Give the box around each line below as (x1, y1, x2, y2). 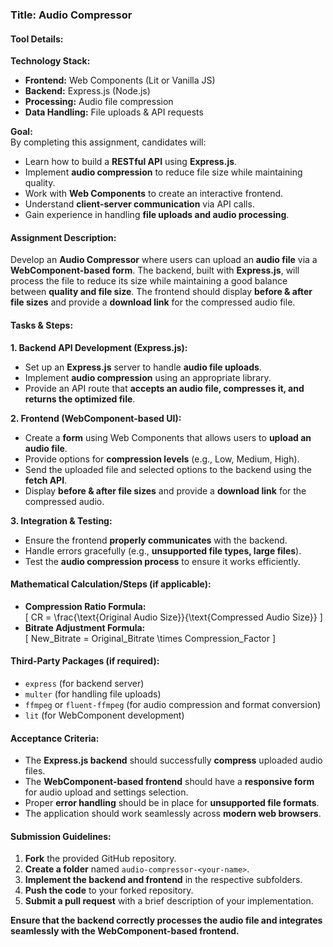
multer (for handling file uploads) (24, 688, 162, 700)
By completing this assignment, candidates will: (10, 136, 207, 148)
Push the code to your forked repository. (24, 884, 194, 897)
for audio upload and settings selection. (24, 786, 189, 798)
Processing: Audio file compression (24, 96, 174, 108)
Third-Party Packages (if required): (10, 655, 160, 667)
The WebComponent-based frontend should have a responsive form (24, 776, 315, 788)
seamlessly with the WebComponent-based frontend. (10, 925, 240, 937)
